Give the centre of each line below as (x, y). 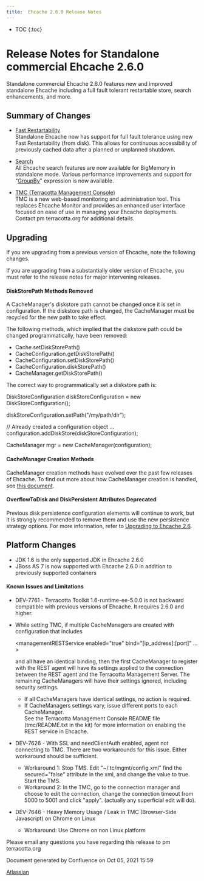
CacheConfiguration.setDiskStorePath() (65, 360)
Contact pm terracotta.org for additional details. (75, 218)
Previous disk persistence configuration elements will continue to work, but (100, 513)
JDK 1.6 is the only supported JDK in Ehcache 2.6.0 (79, 560)
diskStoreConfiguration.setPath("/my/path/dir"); (66, 415)
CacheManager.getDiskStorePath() (59, 373)
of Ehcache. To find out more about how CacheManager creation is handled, (102, 479)
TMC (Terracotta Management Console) (65, 193)
